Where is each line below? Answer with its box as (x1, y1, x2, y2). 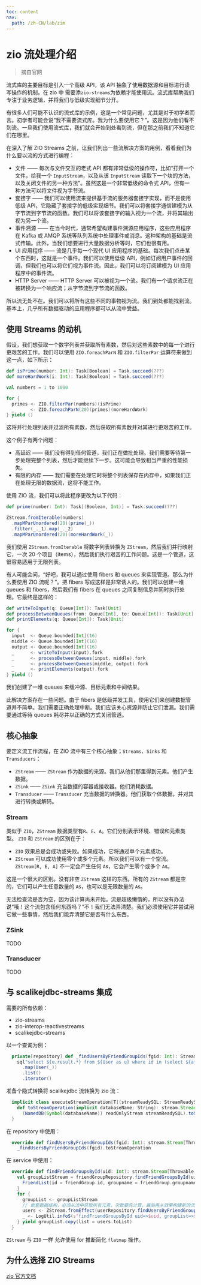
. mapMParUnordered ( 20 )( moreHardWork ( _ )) (11, 532, 114, 538)
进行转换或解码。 (14, 797, 57, 804)
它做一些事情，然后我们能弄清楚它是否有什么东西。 (6, 911, 132, 918)
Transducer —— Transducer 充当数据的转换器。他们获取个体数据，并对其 (14, 790, 194, 797)
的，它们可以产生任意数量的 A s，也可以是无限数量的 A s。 (6, 883, 146, 890)
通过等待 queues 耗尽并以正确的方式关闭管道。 (11, 711, 127, 719)
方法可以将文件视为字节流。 (20, 187, 89, 194)
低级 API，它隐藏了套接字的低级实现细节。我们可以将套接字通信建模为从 (14, 202, 193, 209)
